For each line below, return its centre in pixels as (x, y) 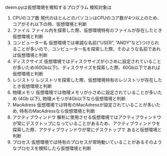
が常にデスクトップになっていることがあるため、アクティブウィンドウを (86, 123)
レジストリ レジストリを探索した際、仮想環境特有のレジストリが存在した (87, 80)
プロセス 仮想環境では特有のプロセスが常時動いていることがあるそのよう (87, 142)
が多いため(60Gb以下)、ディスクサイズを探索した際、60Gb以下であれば (86, 68)
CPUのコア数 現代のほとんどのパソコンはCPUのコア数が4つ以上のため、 (87, 18)
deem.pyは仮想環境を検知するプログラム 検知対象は (58, 7)
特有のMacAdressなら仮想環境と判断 (57, 111)
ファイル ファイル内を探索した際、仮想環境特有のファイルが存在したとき (87, 30)
